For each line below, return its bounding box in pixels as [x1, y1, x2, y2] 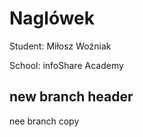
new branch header [9, 88, 134, 106]
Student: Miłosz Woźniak [9, 40, 112, 52]
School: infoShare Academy [9, 59, 124, 71]
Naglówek [9, 7, 96, 30]
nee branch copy [9, 115, 80, 127]
